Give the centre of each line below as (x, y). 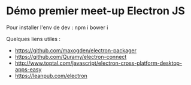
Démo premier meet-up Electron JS (96, 11)
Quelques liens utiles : (34, 39)
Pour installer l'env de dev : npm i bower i (57, 27)
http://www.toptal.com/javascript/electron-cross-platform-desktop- (98, 63)
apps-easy (28, 69)
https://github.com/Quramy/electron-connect (71, 56)
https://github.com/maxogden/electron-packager (75, 50)
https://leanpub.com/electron (51, 75)
